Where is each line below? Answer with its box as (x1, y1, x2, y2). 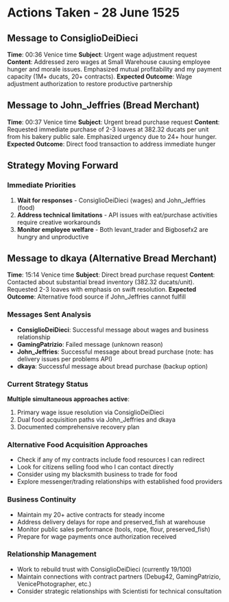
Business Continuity (7, 495, 77, 504)
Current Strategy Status (7, 379, 89, 389)
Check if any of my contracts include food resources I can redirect (16, 455, 205, 464)
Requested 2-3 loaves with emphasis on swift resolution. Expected (7, 286, 197, 294)
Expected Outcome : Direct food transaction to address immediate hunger (7, 140, 216, 148)
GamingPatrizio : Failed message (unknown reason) (16, 340, 163, 348)
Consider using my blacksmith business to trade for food (16, 470, 178, 479)
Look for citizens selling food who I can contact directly (16, 463, 174, 471)
